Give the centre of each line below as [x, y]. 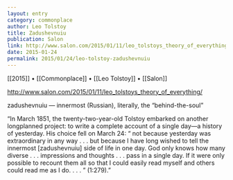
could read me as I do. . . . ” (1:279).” [59, 170]
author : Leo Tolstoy [37, 26]
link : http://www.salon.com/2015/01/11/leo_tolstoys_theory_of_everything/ [119, 46]
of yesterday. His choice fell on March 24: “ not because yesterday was [109, 133]
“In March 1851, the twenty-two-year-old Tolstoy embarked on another [108, 118]
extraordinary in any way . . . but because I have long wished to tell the [108, 141]
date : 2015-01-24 [32, 53]
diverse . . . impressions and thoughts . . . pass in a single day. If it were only [116, 155]
